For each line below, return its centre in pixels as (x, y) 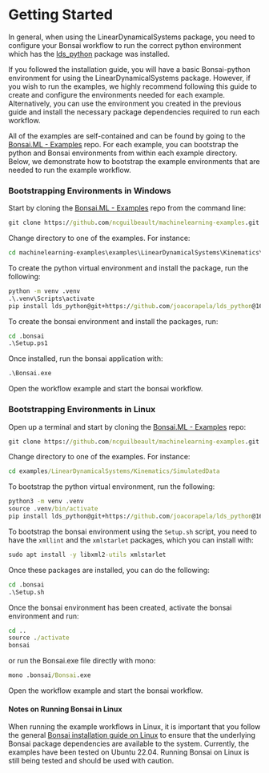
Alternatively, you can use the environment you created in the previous (125, 103)
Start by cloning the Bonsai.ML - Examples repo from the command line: (127, 208)
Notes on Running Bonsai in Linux (65, 709)
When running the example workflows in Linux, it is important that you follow (134, 727)
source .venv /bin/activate (53, 509)
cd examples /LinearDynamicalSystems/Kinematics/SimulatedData (114, 471)
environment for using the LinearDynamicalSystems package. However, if (129, 78)
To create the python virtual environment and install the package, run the (128, 268)
